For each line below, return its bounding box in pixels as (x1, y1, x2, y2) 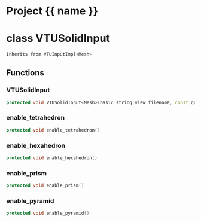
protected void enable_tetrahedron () (6, 127, 100, 133)
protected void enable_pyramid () (6, 211, 90, 217)
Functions (6, 68, 45, 78)
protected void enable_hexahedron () (6, 155, 98, 161)
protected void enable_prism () (6, 183, 84, 189)
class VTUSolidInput (6, 32, 111, 45)
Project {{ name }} (6, 4, 99, 18)
